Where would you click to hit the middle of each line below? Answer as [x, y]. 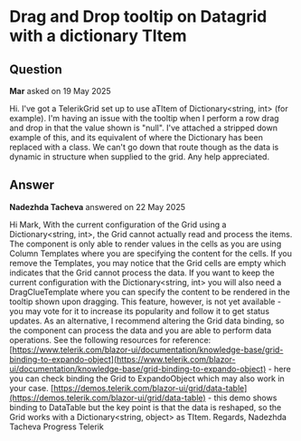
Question [36, 69]
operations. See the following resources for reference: [110, 340]
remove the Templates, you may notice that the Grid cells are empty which [148, 263]
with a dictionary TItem [98, 36]
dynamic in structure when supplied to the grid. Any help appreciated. [139, 157]
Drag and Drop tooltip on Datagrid [138, 17]
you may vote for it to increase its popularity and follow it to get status [139, 311]
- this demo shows [242, 398]
